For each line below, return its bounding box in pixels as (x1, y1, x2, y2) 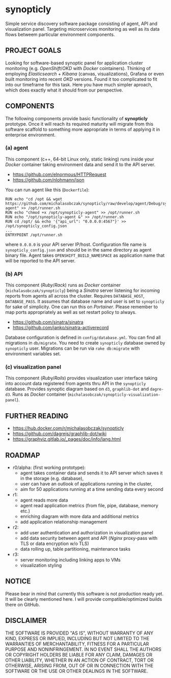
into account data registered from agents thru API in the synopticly (5, 380, 146, 387)
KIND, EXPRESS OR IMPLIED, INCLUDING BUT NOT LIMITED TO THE (5, 635, 150, 641)
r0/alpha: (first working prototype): (12, 464, 85, 471)
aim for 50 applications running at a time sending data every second (20, 486, 164, 492)
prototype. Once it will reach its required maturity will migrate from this (5, 121, 154, 127)
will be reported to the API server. (5, 257, 76, 264)
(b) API (5, 270, 23, 277)
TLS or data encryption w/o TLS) (20, 540, 89, 547)
